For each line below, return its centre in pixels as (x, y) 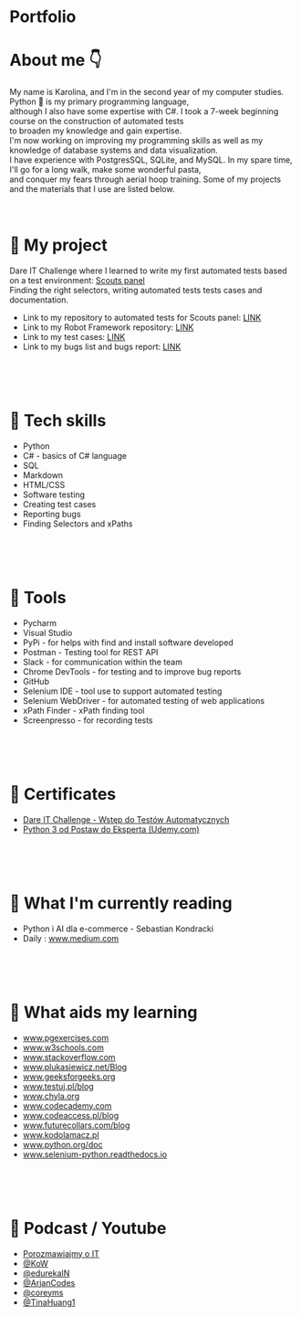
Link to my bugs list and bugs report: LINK (102, 347)
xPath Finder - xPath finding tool (83, 710)
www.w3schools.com (63, 1047)
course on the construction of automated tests (97, 122)
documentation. (39, 300)
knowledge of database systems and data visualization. (114, 150)
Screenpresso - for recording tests (88, 720)
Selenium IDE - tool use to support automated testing (122, 691)
